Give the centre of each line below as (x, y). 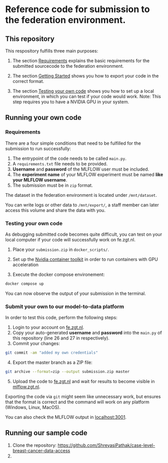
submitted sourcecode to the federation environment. (68, 66)
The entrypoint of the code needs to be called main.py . (69, 158)
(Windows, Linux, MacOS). (33, 407)
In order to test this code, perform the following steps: (61, 318)
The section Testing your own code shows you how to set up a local (83, 91)
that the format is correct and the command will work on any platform (77, 402)
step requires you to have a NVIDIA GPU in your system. (71, 102)
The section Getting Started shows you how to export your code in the (86, 76)
